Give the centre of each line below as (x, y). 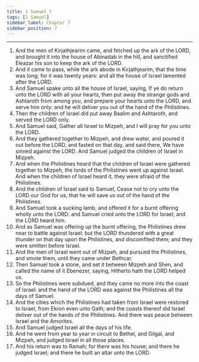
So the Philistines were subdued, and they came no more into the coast (102, 283)
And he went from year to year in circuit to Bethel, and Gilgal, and (95, 334)
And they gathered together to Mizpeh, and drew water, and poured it (100, 139)
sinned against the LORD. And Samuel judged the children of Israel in (99, 151)
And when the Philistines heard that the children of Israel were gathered (103, 164)
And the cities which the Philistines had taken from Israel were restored (102, 302)
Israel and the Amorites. (44, 321)
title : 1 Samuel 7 (29, 12)
